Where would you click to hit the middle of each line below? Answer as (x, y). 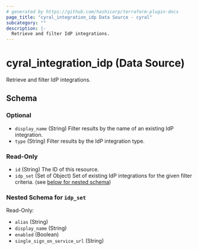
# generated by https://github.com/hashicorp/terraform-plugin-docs (92, 12)
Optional (19, 115)
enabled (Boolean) (37, 235)
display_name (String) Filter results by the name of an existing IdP (94, 128)
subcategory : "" (26, 23)
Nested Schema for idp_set (46, 197)
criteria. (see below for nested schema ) (63, 182)
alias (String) (31, 222)
